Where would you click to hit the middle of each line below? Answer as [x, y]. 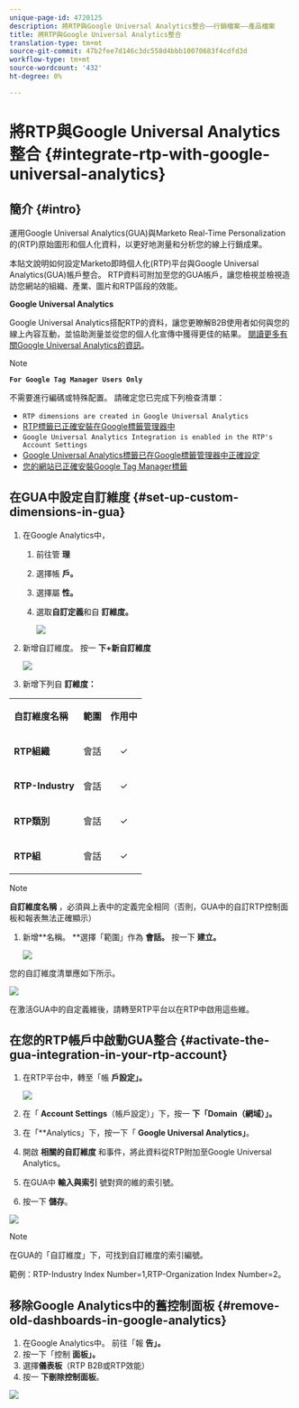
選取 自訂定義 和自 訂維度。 [84, 612]
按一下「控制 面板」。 [61, 1355]
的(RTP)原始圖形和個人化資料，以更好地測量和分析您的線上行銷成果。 [138, 244]
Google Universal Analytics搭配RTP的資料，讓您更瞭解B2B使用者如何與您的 [149, 322]
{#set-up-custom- [186, 497]
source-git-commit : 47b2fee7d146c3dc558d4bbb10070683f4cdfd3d [128, 51]
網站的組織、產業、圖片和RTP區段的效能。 [104, 286]
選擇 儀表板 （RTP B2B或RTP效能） [86, 1366]
